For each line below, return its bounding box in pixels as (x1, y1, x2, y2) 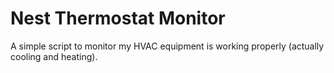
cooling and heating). (10, 50, 98, 62)
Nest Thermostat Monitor (10, 7, 226, 30)
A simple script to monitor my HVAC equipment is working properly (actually (10, 40, 325, 52)
